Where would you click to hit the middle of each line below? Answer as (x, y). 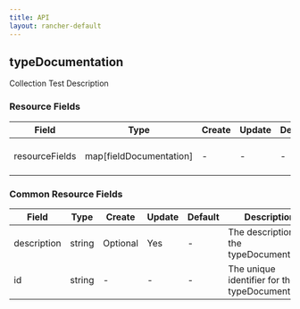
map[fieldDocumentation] (139, 155)
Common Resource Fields (66, 194)
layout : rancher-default (55, 26)
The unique (252, 269)
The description (261, 231)
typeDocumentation (67, 62)
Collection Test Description (59, 84)
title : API (29, 17)
